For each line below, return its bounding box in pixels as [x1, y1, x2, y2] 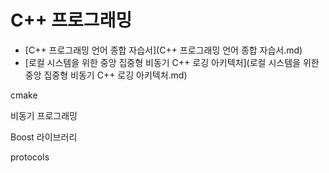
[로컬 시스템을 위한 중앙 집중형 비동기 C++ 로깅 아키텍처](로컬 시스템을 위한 [24, 56, 320, 68]
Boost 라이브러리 [10, 131, 78, 143]
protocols [10, 151, 50, 163]
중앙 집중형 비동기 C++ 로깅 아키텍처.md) [24, 69, 188, 81]
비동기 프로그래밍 [10, 109, 78, 121]
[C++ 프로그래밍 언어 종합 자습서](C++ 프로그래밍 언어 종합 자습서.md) [24, 44, 303, 56]
